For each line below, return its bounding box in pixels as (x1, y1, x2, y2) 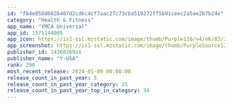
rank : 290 (7, 61, 36, 68)
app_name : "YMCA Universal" (7, 23, 88, 30)
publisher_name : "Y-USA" (7, 55, 79, 62)
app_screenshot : (7, 42, 54, 49)
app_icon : (7, 36, 36, 43)
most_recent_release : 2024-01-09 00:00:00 (7, 68, 131, 75)
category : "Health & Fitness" (7, 17, 95, 23)
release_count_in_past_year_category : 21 (7, 81, 128, 88)
